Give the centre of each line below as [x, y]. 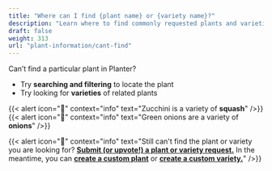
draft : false [30, 31]
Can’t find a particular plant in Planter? [72, 69]
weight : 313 [28, 38]
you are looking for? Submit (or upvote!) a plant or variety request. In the [132, 150]
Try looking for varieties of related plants [89, 93]
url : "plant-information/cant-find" [70, 46]
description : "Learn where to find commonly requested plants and [123, 23]
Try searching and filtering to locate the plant [97, 85]
